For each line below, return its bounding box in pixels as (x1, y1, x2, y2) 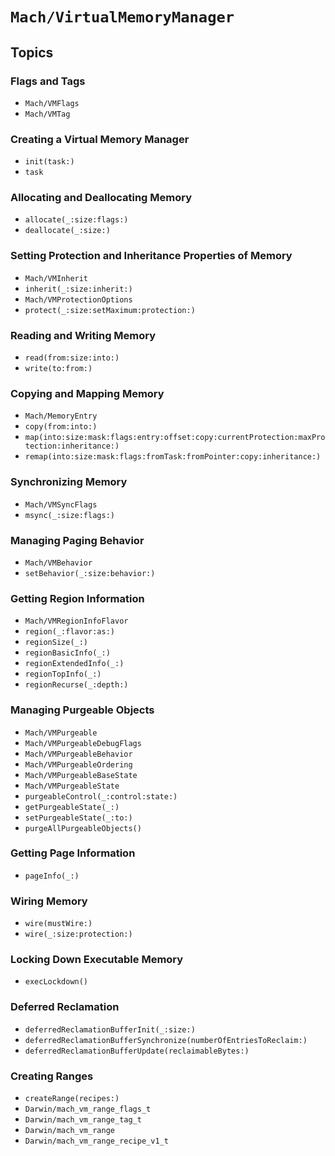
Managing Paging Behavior (10, 533, 145, 547)
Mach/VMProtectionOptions (24, 294, 133, 305)
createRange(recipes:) (24, 1094, 120, 1104)
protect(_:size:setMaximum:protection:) (24, 305, 196, 315)
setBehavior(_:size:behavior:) (24, 568, 156, 578)
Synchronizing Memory (10, 475, 128, 489)
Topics (10, 44, 54, 61)
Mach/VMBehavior (24, 558, 93, 568)
